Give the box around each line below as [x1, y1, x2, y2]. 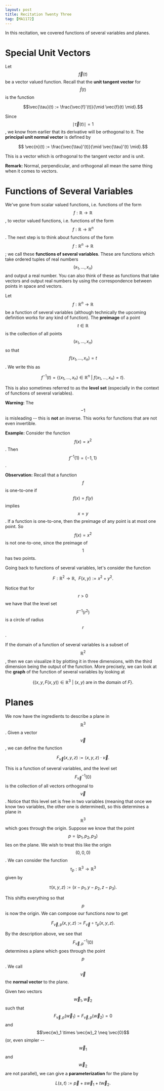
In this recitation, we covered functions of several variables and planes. [5, 30, 150, 36]
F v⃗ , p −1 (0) [72, 938, 94, 946]
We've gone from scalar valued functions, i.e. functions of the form [5, 202, 142, 208]
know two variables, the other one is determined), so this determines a [5, 803, 149, 810]
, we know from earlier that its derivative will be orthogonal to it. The [5, 129, 144, 135]
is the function [5, 94, 35, 100]
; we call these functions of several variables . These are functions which [5, 251, 155, 257]
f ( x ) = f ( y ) [73, 495, 93, 501]
